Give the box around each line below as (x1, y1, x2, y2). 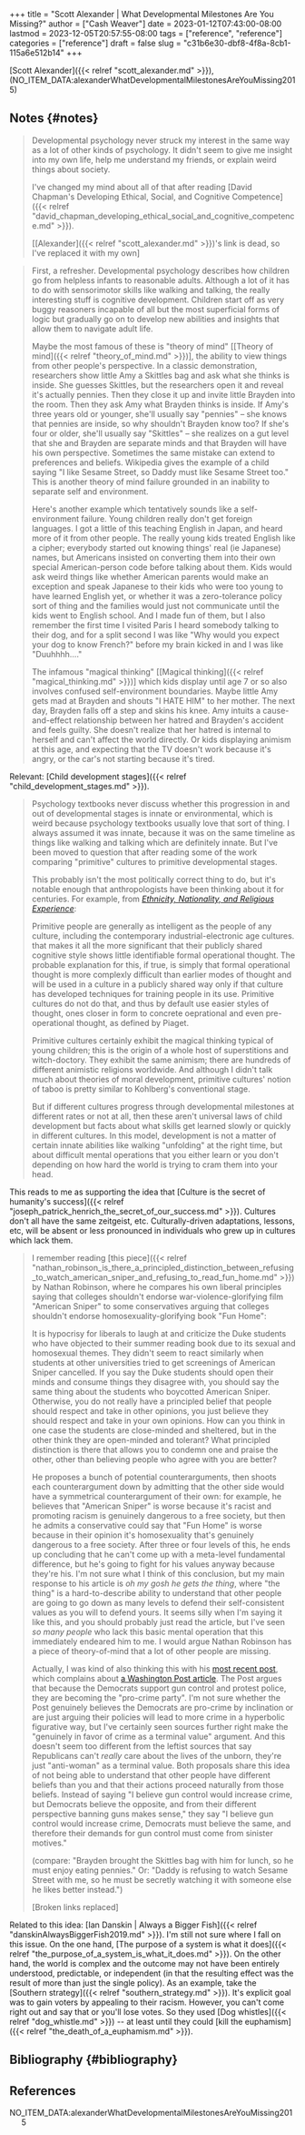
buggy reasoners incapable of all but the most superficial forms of (31, 303, 280, 314)
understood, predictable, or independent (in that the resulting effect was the (9, 1967, 294, 1978)
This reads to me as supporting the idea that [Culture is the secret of (9, 1186, 266, 1197)
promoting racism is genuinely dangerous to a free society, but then (31, 1510, 286, 1520)
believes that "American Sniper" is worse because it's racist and (31, 1500, 272, 1511)
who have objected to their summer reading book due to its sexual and (31, 1337, 296, 1348)
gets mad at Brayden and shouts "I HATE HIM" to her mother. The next (31, 695, 295, 706)
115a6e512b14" (9, 47, 65, 58)
